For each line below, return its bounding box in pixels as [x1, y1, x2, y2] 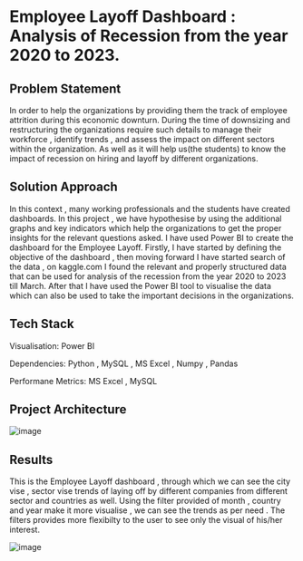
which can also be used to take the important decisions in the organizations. [9, 290, 295, 301]
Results [9, 451, 54, 468]
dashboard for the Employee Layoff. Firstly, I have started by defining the [9, 242, 282, 253]
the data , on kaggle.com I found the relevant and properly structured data [9, 261, 288, 272]
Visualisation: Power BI [9, 340, 95, 351]
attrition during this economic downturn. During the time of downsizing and [9, 115, 290, 125]
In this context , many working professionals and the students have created [9, 203, 290, 214]
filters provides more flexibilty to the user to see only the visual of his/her [9, 515, 283, 526]
